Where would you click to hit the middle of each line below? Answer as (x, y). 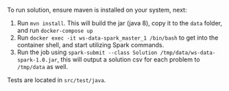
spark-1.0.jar (37, 60)
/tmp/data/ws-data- (188, 53)
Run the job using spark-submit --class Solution (87, 52)
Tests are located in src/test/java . (57, 80)
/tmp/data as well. (43, 67)
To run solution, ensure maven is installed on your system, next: (97, 10)
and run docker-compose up (55, 30)
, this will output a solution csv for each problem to (129, 60)
